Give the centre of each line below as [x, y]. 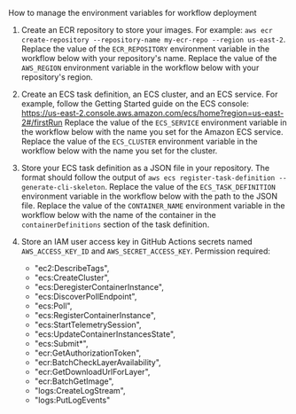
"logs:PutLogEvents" [72, 400]
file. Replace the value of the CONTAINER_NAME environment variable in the [153, 206]
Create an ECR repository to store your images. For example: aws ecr [147, 30]
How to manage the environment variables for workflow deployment [133, 13]
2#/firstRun [42, 122]
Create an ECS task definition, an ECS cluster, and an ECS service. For [149, 94]
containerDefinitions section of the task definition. [115, 224]
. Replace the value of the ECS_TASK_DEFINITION [190, 187]
